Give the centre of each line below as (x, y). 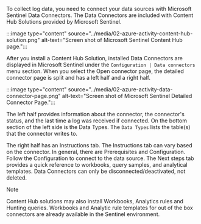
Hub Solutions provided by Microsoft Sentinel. (64, 22)
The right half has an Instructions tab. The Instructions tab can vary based (100, 145)
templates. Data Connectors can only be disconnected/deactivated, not (96, 171)
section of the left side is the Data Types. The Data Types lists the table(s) (98, 127)
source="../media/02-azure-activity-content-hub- (130, 33)
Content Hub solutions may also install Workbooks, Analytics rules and (95, 201)
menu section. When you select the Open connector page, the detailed (95, 71)
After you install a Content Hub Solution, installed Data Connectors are (94, 58)
